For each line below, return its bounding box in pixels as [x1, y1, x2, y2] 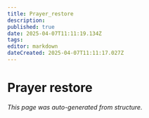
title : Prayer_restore [7, 10, 74, 18]
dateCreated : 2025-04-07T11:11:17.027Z [7, 50, 124, 57]
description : [7, 17, 46, 24]
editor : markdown [7, 43, 58, 50]
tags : [7, 37, 23, 44]
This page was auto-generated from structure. [7, 103, 143, 111]
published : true [7, 23, 55, 30]
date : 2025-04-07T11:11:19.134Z [7, 29, 102, 37]
